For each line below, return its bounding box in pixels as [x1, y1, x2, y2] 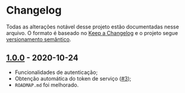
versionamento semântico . [6, 36, 71, 43]
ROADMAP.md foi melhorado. [14, 81, 79, 88]
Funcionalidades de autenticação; [14, 69, 98, 76]
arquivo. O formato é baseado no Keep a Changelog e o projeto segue [6, 29, 178, 36]
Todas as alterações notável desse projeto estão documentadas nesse [6, 23, 180, 30]
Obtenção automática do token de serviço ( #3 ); [14, 75, 132, 82]
